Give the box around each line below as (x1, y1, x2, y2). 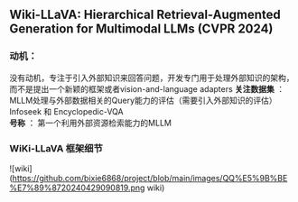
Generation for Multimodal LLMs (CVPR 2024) (9, 22, 274, 37)
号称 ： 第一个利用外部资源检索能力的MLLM (9, 117, 172, 128)
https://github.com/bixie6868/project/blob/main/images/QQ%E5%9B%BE (12, 172, 288, 183)
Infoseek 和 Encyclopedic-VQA (9, 106, 124, 116)
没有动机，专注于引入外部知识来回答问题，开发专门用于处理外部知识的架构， (9, 72, 294, 83)
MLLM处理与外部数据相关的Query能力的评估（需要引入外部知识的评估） (9, 95, 277, 106)
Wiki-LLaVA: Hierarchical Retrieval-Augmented (9, 7, 282, 23)
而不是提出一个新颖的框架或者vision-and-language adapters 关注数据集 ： (9, 83, 285, 94)
